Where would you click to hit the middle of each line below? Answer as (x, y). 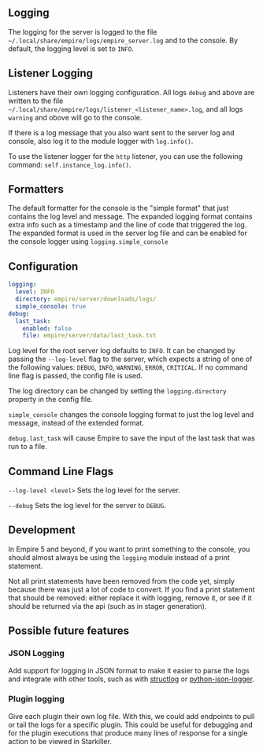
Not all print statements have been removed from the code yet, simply (121, 581)
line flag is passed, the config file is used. (76, 376)
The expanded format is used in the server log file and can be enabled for (128, 233)
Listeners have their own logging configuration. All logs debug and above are (131, 92)
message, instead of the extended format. (76, 423)
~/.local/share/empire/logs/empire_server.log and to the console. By (123, 40)
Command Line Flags (61, 471)
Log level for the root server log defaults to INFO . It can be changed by (122, 351)
